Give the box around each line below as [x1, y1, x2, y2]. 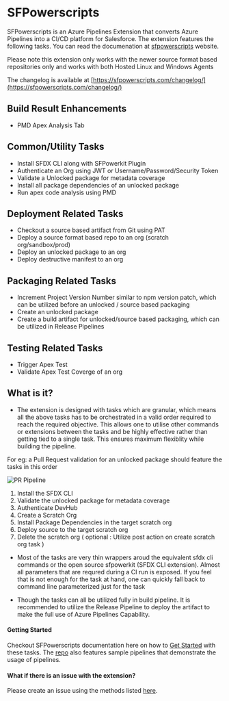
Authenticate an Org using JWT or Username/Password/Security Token [16, 166, 219, 175]
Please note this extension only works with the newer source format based [7, 55, 217, 63]
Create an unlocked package [16, 308, 99, 316]
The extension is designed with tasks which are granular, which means [16, 405, 217, 413]
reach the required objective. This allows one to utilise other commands [16, 420, 219, 429]
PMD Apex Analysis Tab [16, 121, 85, 129]
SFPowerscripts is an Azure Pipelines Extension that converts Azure [7, 27, 198, 36]
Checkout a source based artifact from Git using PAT [16, 226, 165, 234]
